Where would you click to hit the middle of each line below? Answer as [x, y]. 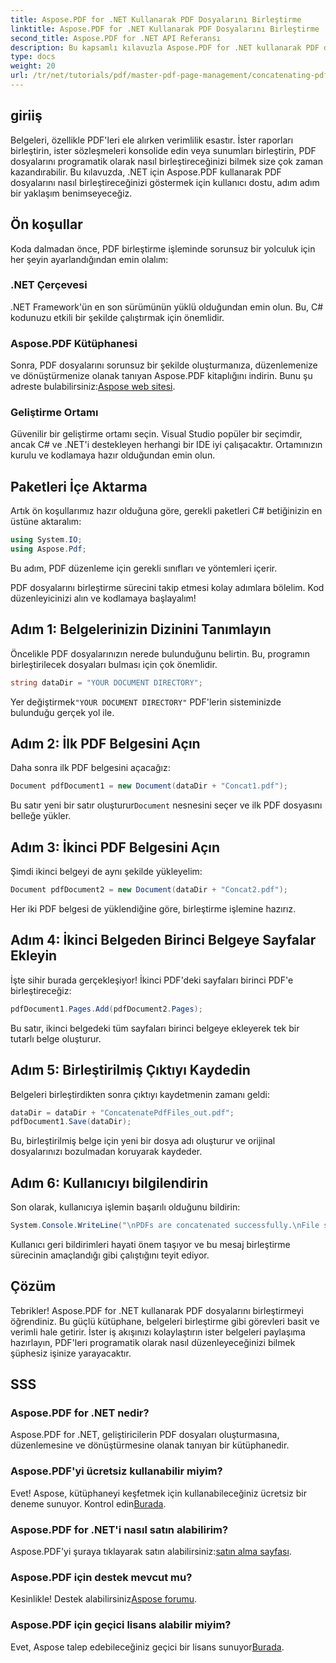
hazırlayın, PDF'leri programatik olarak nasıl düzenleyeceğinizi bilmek [153, 1342]
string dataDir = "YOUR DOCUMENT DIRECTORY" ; [106, 682]
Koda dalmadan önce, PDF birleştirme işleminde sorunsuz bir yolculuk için [163, 248]
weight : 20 [33, 66]
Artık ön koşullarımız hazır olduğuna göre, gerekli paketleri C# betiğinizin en [166, 511]
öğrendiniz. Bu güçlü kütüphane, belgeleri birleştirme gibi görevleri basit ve [165, 1321]
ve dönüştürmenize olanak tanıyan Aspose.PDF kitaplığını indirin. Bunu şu [161, 376]
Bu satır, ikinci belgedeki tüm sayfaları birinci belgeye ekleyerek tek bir [155, 1028]
